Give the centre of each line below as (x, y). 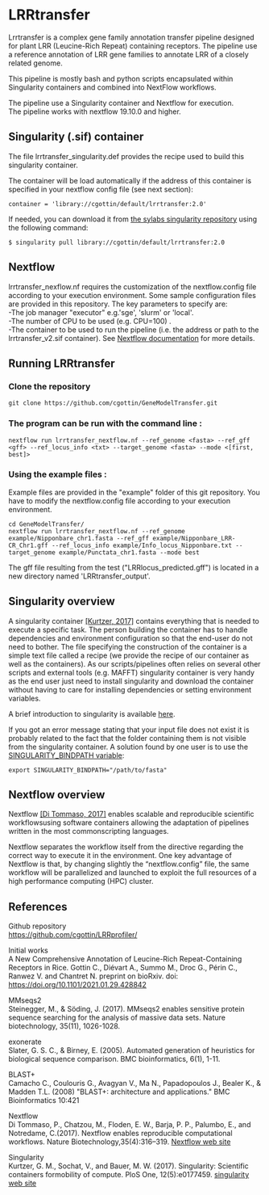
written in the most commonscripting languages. (89, 831)
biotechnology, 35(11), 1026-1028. (64, 1026)
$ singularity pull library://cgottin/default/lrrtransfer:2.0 (117, 242)
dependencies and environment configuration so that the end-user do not (131, 638)
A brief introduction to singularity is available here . (92, 713)
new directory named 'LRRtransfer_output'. (79, 576)
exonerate (25, 1042)
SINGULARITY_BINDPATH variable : (66, 755)
